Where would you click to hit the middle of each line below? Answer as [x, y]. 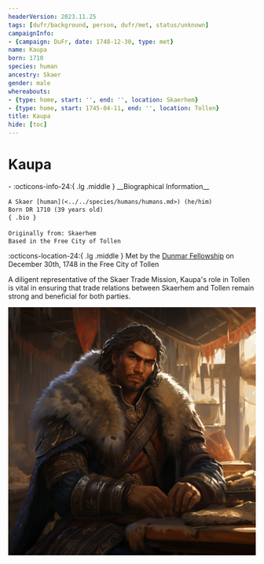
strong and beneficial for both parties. [70, 296]
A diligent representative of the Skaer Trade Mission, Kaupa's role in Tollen [129, 279]
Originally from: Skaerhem [52, 233]
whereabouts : [29, 91]
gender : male [29, 83]
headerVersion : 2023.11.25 [52, 17]
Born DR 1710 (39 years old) [56, 210]
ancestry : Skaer [35, 75]
